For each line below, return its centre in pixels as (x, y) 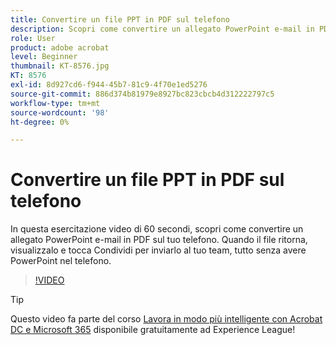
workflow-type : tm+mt (55, 103)
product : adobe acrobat (60, 47)
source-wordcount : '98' (60, 112)
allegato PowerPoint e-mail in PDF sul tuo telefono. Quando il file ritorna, (159, 240)
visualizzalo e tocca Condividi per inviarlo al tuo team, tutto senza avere (158, 250)
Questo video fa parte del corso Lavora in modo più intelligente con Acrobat (166, 319)
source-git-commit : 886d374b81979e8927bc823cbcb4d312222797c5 (142, 94)
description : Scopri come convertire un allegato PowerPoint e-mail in (162, 29)
